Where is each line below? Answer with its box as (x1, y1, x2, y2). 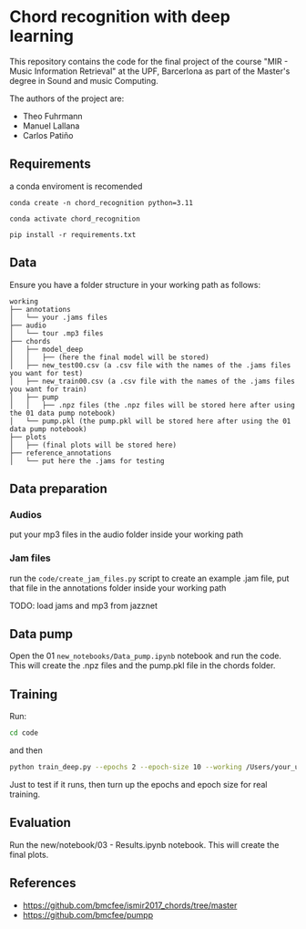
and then (9, 745, 43, 756)
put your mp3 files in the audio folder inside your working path (9, 529, 244, 540)
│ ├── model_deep (9, 345, 84, 354)
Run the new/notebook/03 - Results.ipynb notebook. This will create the (9, 839, 280, 850)
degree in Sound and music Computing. (9, 75, 159, 86)
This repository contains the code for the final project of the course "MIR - (9, 56, 289, 67)
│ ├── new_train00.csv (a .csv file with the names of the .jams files (9, 377, 296, 386)
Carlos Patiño (22, 129, 74, 140)
